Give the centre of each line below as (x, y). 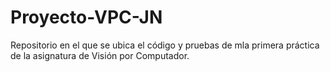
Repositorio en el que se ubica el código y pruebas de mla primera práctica (165, 45)
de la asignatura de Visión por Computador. (100, 55)
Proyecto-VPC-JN (86, 17)
